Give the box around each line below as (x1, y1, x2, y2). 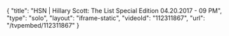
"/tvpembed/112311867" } (6, 21, 80, 29)
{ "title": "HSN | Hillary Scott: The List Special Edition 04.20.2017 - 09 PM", (6, 7, 223, 15)
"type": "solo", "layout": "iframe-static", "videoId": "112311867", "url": (6, 14, 205, 22)
